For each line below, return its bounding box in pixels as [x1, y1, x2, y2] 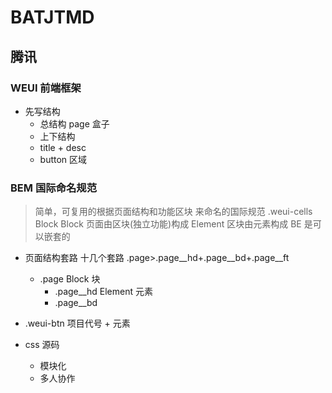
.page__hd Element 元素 [54, 286, 153, 298]
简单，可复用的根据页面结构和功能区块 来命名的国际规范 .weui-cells [34, 206, 313, 218]
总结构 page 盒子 [39, 117, 110, 130]
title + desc [39, 141, 87, 153]
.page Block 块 [39, 273, 101, 285]
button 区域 [39, 153, 88, 165]
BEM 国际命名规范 [10, 181, 98, 195]
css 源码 [24, 339, 60, 351]
